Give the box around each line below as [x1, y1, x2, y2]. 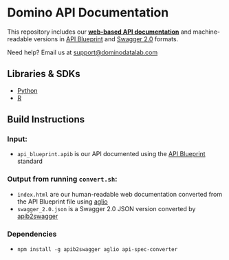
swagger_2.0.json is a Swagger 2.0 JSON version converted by [17, 204, 196, 213]
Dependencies [7, 229, 57, 239]
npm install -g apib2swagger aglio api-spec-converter [17, 246, 178, 253]
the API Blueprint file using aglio [17, 197, 108, 206]
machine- [193, 28, 220, 36]
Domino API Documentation [7, 5, 169, 21]
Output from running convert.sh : [7, 174, 118, 184]
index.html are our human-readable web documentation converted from [17, 190, 222, 198]
